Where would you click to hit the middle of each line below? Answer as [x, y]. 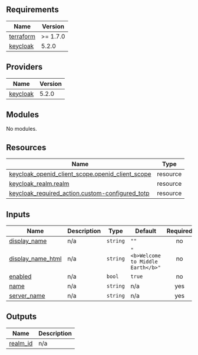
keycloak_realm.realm [39, 184]
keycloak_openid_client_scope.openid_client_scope [80, 174]
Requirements [32, 10]
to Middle [144, 262]
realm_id [21, 343]
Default [146, 231]
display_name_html [35, 259]
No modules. [22, 129]
